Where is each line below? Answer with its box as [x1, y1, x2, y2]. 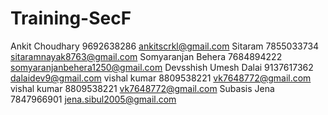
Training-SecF [10, 7, 132, 30]
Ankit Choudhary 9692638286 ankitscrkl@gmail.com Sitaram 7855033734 [10, 40, 320, 52]
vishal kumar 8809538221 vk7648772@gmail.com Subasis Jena [10, 82, 275, 94]
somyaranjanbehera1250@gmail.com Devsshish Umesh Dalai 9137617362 [10, 61, 314, 73]
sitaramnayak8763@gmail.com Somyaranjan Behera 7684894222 [10, 50, 283, 62]
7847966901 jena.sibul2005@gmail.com [10, 93, 177, 105]
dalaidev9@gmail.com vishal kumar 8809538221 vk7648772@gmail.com [10, 72, 312, 84]
